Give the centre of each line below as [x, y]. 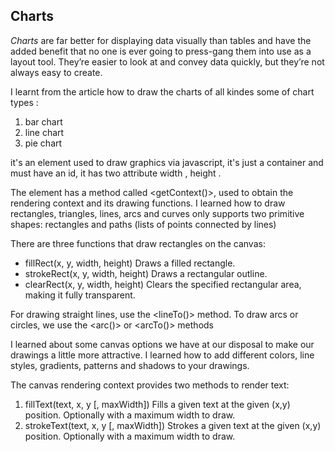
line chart [44, 132]
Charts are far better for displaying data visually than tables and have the [161, 40]
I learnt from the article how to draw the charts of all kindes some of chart [162, 91]
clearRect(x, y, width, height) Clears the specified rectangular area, [163, 284]
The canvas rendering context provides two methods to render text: [150, 385]
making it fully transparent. [80, 295]
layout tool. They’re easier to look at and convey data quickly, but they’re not [167, 61]
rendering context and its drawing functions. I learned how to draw [148, 203]
